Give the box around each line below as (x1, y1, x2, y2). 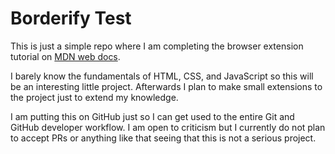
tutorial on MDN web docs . (10, 50, 121, 62)
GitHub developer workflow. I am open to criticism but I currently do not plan (10, 121, 326, 133)
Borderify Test (10, 7, 132, 30)
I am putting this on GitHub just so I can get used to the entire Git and (10, 110, 295, 122)
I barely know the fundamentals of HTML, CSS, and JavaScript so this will (10, 70, 314, 82)
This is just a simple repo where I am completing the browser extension (10, 40, 304, 52)
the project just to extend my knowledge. (10, 91, 179, 103)
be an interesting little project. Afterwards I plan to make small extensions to (10, 80, 323, 92)
